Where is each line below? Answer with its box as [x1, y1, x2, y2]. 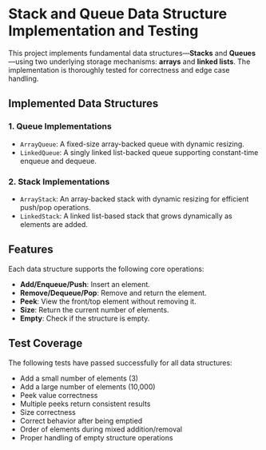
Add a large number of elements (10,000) [19, 381, 156, 392]
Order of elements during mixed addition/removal [19, 424, 182, 434]
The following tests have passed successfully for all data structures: [8, 357, 233, 368]
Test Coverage [8, 337, 83, 350]
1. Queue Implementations [8, 121, 112, 132]
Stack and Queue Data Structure [8, 5, 228, 23]
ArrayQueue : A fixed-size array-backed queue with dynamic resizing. [19, 139, 245, 149]
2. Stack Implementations [8, 176, 110, 187]
